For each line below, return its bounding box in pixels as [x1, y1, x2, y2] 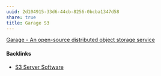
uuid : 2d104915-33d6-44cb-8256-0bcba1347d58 [6, 8, 120, 15]
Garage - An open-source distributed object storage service [6, 37, 155, 44]
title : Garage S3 [6, 20, 50, 26]
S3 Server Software [14, 63, 64, 71]
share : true [6, 14, 36, 20]
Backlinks [6, 50, 32, 57]
